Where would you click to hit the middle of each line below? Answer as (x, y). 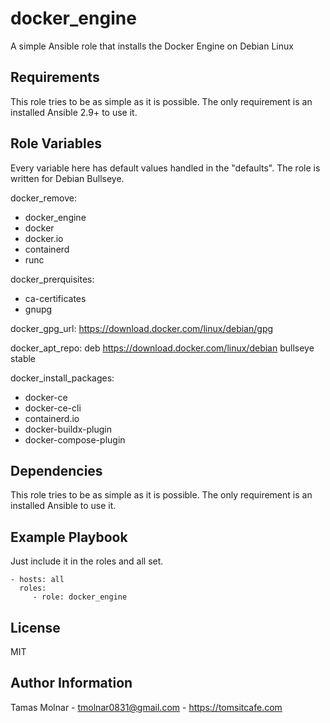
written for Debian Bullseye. (67, 178)
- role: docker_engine (80, 597)
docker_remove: (43, 198)
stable (23, 358)
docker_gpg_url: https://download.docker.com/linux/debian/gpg (142, 328)
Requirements (55, 77)
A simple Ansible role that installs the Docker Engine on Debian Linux (152, 46)
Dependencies (56, 470)
